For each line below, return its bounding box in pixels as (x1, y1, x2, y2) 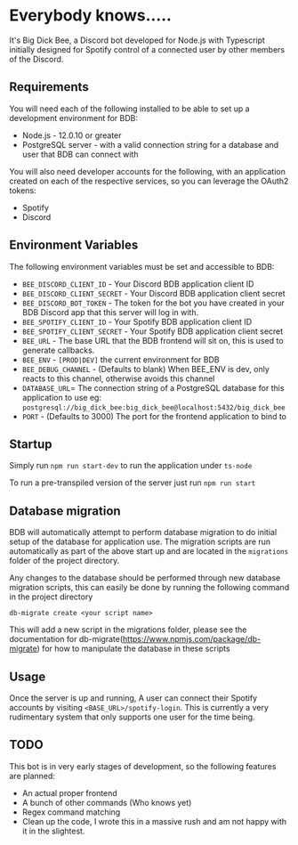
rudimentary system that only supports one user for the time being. (9, 711, 255, 722)
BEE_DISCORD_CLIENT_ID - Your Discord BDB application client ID (21, 278, 254, 289)
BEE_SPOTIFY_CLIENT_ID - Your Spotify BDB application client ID (21, 316, 252, 327)
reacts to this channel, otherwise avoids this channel (21, 373, 215, 384)
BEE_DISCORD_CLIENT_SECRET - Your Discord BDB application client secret (21, 288, 286, 298)
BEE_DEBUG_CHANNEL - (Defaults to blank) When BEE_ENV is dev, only (21, 363, 270, 374)
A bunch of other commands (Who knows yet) (21, 797, 192, 808)
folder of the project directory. (9, 556, 120, 566)
